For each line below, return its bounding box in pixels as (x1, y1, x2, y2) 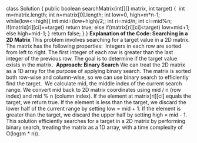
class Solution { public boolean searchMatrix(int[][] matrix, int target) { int (6, 5, 185, 12)
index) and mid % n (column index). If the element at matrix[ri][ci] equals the (6, 92, 192, 99)
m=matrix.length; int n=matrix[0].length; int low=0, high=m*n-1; (6, 11, 161, 18)
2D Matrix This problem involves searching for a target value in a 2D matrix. (6, 36, 190, 43)
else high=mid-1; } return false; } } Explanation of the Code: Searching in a (6, 30, 188, 37)
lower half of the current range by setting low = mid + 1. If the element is (6, 105, 181, 112)
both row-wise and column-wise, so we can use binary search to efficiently (6, 74, 189, 81)
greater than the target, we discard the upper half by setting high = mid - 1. (6, 111, 187, 118)
